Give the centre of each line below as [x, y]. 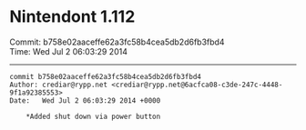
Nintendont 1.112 [72, 17]
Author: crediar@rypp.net [58, 85]
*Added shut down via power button [93, 116]
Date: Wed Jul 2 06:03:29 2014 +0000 [85, 100]
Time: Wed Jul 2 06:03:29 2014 [68, 51]
